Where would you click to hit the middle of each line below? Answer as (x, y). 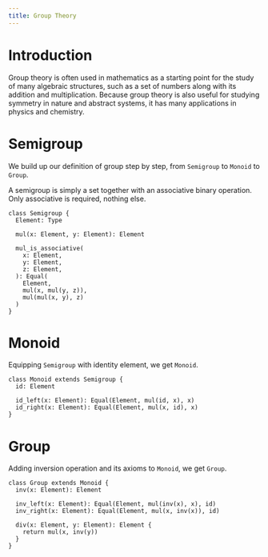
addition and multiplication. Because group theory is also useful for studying (134, 94)
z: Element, (42, 269)
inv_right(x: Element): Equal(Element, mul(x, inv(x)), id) (118, 511)
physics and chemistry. (47, 111)
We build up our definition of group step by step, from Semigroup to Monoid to (134, 166)
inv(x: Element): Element (59, 490)
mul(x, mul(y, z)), (55, 290)
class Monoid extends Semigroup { (66, 380)
